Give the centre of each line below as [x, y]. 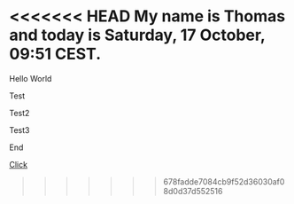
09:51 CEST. [55, 54]
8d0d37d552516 [193, 191]
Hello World [31, 78]
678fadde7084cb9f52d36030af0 [224, 181]
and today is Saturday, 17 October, [137, 35]
